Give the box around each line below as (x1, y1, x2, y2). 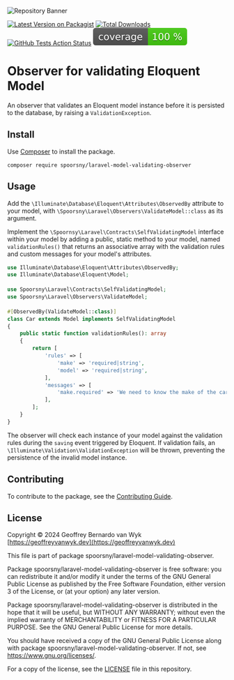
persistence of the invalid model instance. (7, 453, 127, 462)
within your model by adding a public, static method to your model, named (7, 234, 221, 243)
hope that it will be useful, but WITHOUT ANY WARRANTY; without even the (7, 608, 226, 617)
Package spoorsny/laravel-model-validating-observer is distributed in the (7, 600, 218, 610)
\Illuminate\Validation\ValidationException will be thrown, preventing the (7, 446, 225, 454)
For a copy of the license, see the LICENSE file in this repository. (7, 665, 192, 673)
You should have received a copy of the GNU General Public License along (7, 637, 221, 645)
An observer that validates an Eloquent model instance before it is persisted (7, 101, 225, 109)
